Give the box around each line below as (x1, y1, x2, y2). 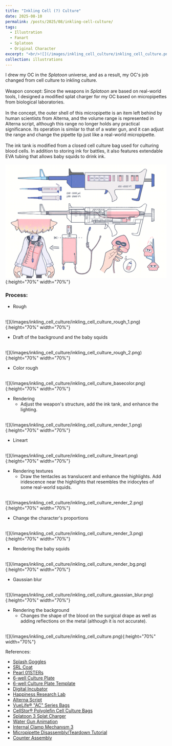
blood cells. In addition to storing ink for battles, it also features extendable (5, 147, 163, 154)
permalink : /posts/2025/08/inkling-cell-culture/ (5, 19, 114, 24)
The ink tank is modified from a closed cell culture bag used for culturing (5, 142, 159, 148)
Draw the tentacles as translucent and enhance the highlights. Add (20, 473, 161, 479)
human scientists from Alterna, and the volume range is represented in (5, 115, 154, 121)
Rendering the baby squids (12, 545, 70, 551)
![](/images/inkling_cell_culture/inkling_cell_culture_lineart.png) (5, 452, 138, 458)
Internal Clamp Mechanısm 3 (12, 723, 74, 730)
